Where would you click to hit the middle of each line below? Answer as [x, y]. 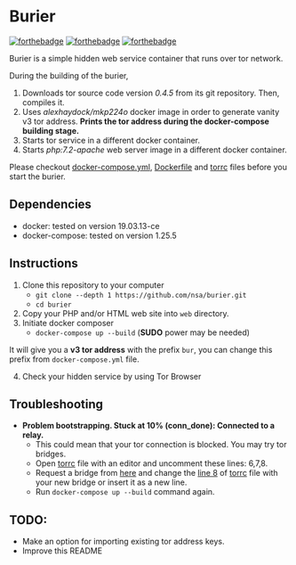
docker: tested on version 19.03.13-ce [91, 225]
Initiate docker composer [68, 323]
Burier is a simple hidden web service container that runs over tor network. [146, 58]
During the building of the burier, [69, 75]
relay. [33, 435]
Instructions [44, 263]
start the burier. [38, 176]
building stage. [51, 130]
